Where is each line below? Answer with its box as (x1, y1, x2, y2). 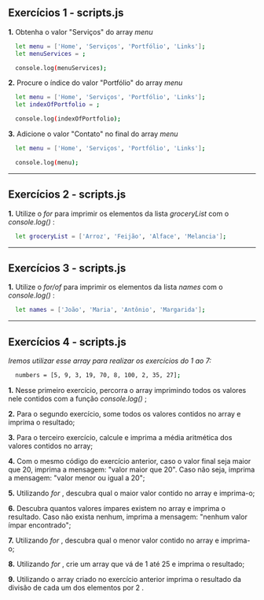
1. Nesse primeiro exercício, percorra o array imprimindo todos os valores (8, 385, 247, 394)
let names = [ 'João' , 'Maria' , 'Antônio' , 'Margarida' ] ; (15, 306, 206, 314)
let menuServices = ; (15, 50, 86, 57)
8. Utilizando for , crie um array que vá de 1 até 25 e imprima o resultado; (8, 559, 245, 569)
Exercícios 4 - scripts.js (8, 335, 127, 349)
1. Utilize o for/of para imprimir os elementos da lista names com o (8, 283, 223, 292)
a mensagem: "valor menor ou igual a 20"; (8, 472, 145, 483)
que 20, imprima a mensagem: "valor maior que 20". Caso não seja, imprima (8, 465, 255, 474)
